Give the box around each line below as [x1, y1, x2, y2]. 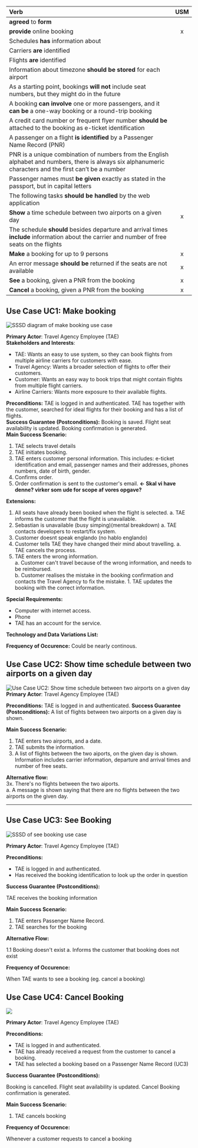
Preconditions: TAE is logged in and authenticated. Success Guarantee [6, 702, 181, 709]
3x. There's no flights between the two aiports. [6, 780, 120, 787]
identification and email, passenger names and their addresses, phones [14, 461, 189, 468]
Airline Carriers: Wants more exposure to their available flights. [14, 388, 167, 395]
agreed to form [9, 18, 52, 26]
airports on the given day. [6, 793, 68, 800]
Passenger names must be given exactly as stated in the [9, 174, 166, 183]
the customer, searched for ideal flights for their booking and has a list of [6, 406, 183, 413]
